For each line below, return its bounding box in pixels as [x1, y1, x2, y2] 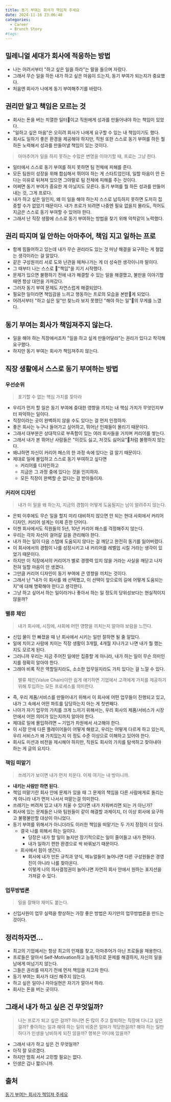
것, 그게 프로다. [22, 189, 53, 195]
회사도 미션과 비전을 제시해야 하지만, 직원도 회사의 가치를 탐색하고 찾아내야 [12, 739, 162, 745]
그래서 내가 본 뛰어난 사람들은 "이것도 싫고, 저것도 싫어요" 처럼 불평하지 [12, 437, 156, 443]
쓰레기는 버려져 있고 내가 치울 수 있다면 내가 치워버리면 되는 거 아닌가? [12, 802, 153, 808]
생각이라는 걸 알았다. [18, 252, 60, 259]
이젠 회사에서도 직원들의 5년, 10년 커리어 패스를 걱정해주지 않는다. [12, 525, 144, 532]
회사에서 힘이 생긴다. [20, 847, 62, 853]
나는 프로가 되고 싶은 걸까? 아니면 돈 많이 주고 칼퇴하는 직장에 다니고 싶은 [17, 1017, 163, 1024]
